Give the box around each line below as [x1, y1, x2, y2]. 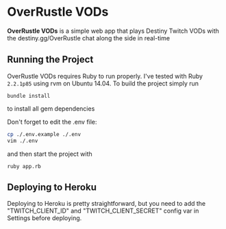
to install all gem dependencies [7, 104, 95, 113]
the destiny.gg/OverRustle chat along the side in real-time [7, 33, 170, 42]
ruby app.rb [7, 163, 41, 170]
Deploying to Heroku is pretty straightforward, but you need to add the [7, 200, 206, 208]
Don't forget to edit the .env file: [7, 118, 97, 126]
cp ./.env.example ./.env [7, 131, 81, 137]
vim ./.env [7, 137, 38, 144]
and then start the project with [7, 150, 92, 158]
